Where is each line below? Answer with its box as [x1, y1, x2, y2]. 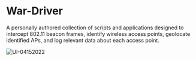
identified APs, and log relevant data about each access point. [6, 36, 160, 44]
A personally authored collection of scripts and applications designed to [6, 24, 184, 31]
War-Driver [6, 4, 63, 18]
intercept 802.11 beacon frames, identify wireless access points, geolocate [6, 30, 191, 37]
